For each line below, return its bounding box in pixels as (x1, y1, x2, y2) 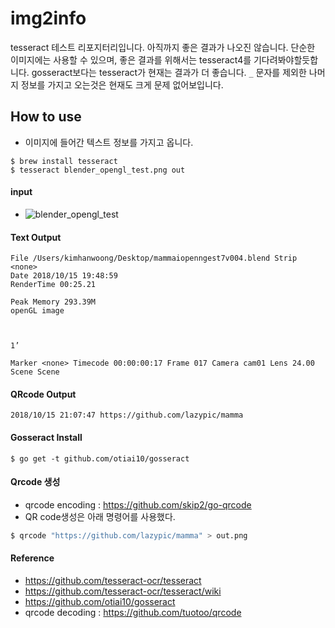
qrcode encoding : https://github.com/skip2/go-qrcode (24, 498, 252, 511)
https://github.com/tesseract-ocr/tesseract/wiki (24, 585, 222, 597)
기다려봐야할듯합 (253, 53, 319, 66)
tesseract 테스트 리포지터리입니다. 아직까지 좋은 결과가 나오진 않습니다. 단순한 (10, 41, 316, 53)
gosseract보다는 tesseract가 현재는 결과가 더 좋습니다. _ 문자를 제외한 (31, 66, 307, 78)
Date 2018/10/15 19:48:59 (10, 271, 118, 281)
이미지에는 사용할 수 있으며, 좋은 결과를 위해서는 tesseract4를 (10, 53, 252, 66)
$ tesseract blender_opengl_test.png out (10, 165, 186, 175)
